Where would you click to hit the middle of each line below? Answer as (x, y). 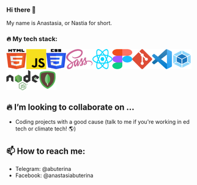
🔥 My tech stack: (32, 39)
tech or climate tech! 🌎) (46, 129)
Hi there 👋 (21, 10)
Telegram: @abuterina (43, 169)
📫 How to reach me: (46, 151)
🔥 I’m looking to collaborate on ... (70, 107)
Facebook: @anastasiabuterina (54, 176)
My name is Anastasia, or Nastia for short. (59, 23)
